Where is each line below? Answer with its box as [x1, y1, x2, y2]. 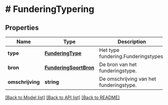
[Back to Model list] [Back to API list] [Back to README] [5, 94, 120, 100]
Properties [5, 23, 39, 32]
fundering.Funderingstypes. [99, 53, 165, 59]
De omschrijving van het [99, 75, 156, 82]
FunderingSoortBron [44, 64, 94, 71]
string [44, 78, 59, 85]
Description [117, 38, 146, 45]
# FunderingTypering [5, 3, 94, 15]
